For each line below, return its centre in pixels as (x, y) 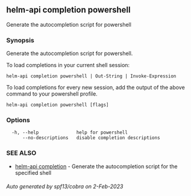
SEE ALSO (21, 153)
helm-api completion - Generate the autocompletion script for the (96, 166)
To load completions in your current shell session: (68, 65)
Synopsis (20, 40)
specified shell (33, 172)
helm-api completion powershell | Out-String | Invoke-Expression (91, 76)
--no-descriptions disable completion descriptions (91, 138)
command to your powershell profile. (52, 94)
